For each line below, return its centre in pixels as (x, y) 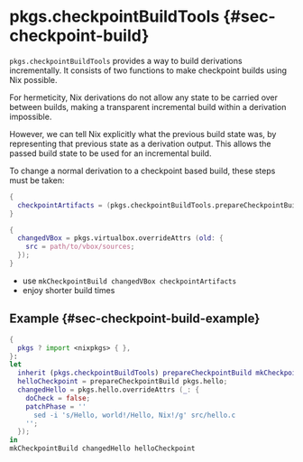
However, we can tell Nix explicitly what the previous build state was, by (143, 134)
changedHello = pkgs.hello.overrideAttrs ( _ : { (109, 390)
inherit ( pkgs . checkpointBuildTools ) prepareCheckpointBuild (135, 373)
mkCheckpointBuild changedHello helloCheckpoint (102, 448)
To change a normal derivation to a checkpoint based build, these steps (142, 171)
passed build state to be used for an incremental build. (110, 153)
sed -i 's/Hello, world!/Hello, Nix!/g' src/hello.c (134, 415)
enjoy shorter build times (69, 290)
